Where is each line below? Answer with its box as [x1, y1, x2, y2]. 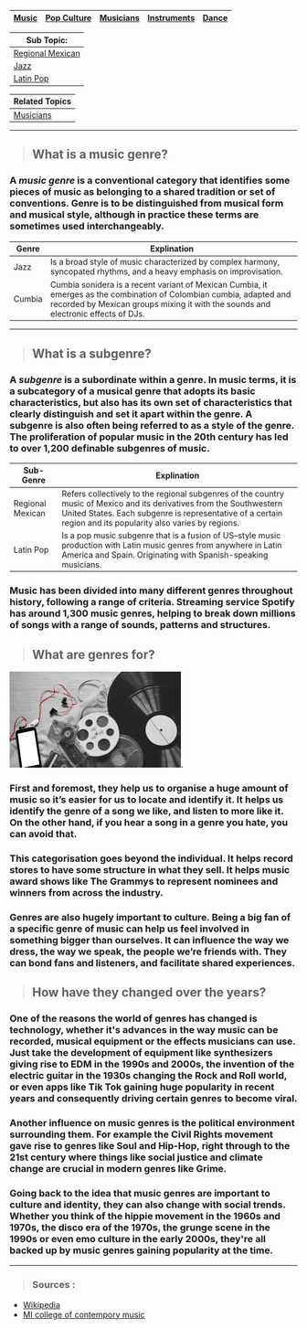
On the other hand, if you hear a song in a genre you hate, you [9, 816, 289, 829]
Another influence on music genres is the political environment [9, 1117, 295, 1130]
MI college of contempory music [22, 1309, 145, 1320]
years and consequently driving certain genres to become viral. [9, 1092, 298, 1105]
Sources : [31, 1279, 76, 1292]
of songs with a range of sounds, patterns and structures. [9, 619, 271, 632]
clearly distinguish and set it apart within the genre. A [9, 408, 253, 420]
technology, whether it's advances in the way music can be [9, 1024, 279, 1037]
